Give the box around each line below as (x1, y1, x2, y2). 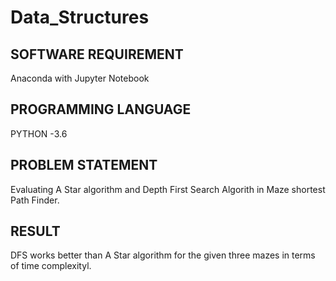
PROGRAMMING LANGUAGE (10, 101, 192, 118)
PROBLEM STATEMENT (10, 157, 158, 174)
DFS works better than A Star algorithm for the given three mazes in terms (10, 249, 316, 261)
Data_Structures (10, 6, 150, 29)
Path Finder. (10, 194, 60, 206)
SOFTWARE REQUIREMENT (10, 46, 184, 63)
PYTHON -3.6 (10, 127, 68, 140)
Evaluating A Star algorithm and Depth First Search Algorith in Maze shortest (10, 183, 326, 195)
